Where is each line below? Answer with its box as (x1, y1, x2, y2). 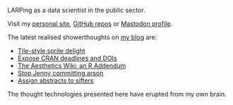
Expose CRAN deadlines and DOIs (17, 54, 118, 62)
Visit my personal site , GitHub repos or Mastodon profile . (7, 20, 173, 27)
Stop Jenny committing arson (17, 69, 104, 77)
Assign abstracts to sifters (17, 76, 94, 85)
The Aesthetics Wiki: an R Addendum (17, 62, 126, 69)
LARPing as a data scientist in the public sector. (7, 6, 146, 14)
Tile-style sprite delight (17, 47, 86, 55)
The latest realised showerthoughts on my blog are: (7, 33, 157, 41)
